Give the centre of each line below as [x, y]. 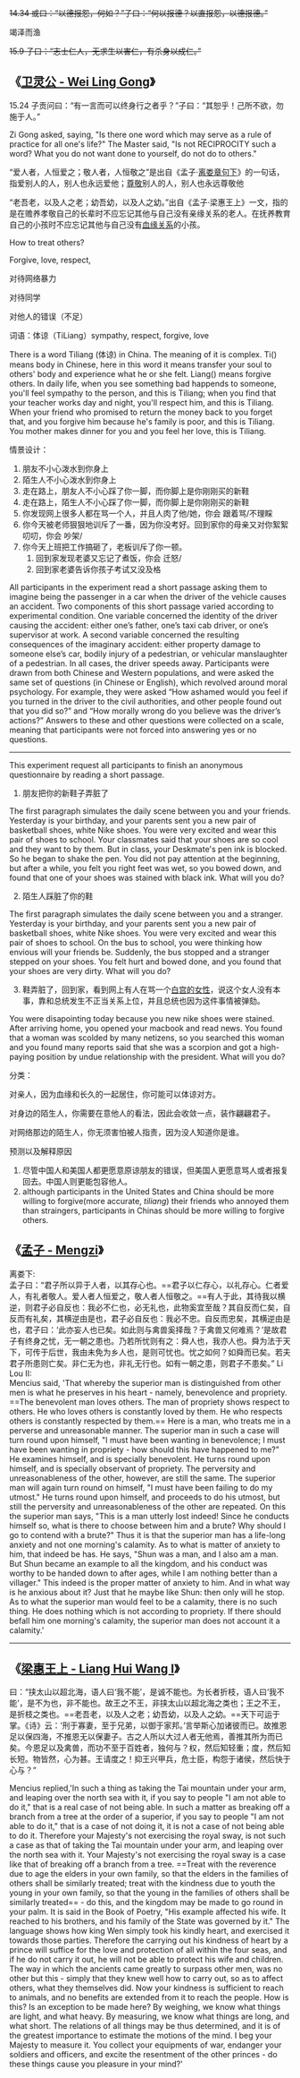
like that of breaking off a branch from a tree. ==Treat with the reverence [143, 1864]
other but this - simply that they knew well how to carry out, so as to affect [146, 1979]
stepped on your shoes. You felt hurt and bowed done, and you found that [146, 962]
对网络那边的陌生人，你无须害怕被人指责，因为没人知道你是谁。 [126, 1132]
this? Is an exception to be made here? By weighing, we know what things [145, 2007]
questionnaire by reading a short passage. [87, 774]
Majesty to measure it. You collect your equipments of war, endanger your [146, 2045]
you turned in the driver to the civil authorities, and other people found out [146, 701]
